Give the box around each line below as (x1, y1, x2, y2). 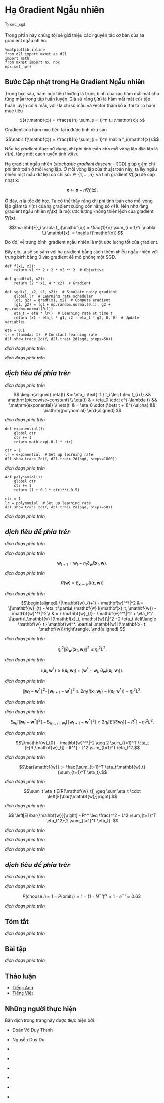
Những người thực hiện (5, 1004, 77, 1013)
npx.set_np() (5, 64, 32, 69)
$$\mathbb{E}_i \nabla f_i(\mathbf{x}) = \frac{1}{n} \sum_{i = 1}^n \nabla (9, 224, 156, 230)
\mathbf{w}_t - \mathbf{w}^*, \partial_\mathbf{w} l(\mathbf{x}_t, (18, 621, 147, 627)
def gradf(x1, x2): (5, 276, 45, 281)
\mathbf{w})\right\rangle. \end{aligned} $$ (39, 626, 126, 632)
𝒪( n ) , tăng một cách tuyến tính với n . (5, 151, 78, 157)
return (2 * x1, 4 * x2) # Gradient (14, 280, 91, 286)
